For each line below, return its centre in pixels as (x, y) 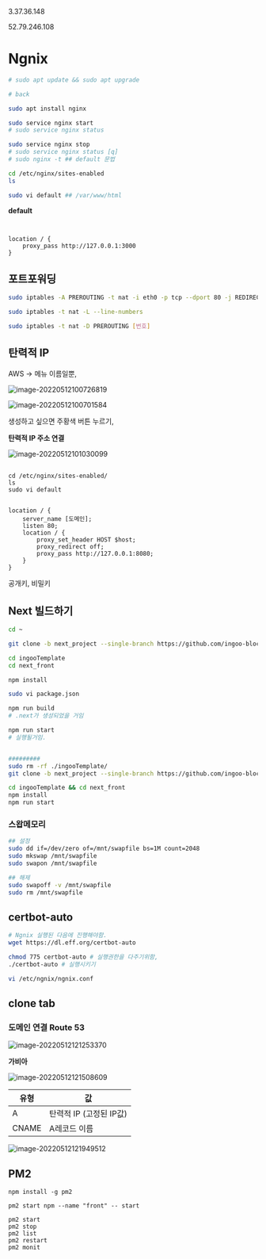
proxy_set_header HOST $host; (86, 540)
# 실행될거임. (27, 737)
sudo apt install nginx (47, 109)
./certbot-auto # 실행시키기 (52, 964)
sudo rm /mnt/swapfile (46, 892)
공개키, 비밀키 (30, 584)
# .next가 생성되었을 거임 (46, 716)
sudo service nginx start (51, 123)
